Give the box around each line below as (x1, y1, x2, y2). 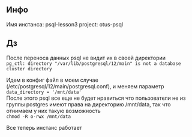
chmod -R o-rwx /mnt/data (6, 114, 71, 120)
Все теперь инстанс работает (6, 124, 82, 131)
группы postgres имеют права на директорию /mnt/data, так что (6, 100, 171, 108)
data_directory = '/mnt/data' (6, 89, 82, 95)
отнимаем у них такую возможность (6, 107, 101, 114)
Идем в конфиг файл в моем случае (6, 76, 99, 84)
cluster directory (6, 65, 52, 72)
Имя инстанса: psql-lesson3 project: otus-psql (6, 20, 124, 28)
